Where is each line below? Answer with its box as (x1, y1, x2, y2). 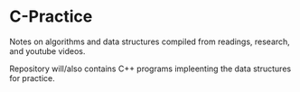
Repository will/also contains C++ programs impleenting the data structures (9, 63, 292, 74)
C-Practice (9, 6, 93, 27)
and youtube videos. (9, 45, 86, 56)
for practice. (9, 72, 56, 83)
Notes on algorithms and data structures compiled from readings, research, (9, 36, 291, 47)
